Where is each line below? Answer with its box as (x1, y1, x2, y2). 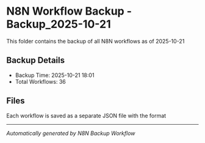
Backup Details (6, 55, 65, 65)
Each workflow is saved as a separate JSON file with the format (6, 112, 167, 119)
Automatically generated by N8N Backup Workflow (6, 130, 135, 137)
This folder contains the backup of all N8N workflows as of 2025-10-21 (6, 37, 185, 45)
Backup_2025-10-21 (6, 17, 111, 31)
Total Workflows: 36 (15, 78, 66, 85)
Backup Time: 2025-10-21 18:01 (15, 71, 95, 79)
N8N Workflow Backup (6, 4, 124, 18)
